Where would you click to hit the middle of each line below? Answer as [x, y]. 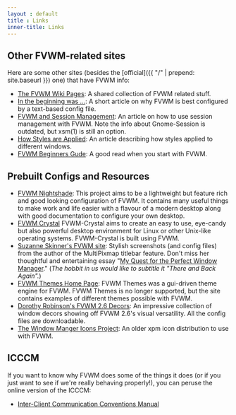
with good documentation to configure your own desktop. [101, 216]
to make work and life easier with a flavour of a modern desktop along [119, 208]
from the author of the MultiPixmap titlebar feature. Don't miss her [113, 253]
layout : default [33, 14]
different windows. [45, 146]
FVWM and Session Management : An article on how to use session [115, 117]
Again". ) [29, 276]
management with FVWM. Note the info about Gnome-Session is [111, 124]
